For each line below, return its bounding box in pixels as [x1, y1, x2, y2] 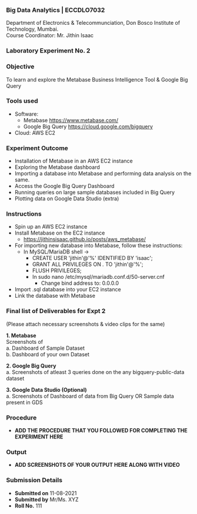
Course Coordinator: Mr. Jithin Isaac [6, 32, 94, 39]
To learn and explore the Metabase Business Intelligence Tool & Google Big [6, 76, 188, 83]
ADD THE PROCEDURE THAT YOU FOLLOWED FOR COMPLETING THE [14, 427, 188, 434]
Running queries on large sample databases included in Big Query [14, 189, 175, 196]
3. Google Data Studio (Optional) [6, 386, 87, 393]
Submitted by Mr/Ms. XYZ [14, 496, 79, 503]
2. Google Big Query [6, 362, 56, 369]
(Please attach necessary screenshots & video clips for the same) [6, 320, 165, 327]
